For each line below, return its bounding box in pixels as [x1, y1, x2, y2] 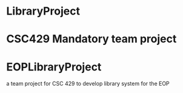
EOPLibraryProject [6, 60, 102, 74]
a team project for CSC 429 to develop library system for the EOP [6, 80, 170, 88]
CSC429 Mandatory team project [6, 32, 177, 46]
